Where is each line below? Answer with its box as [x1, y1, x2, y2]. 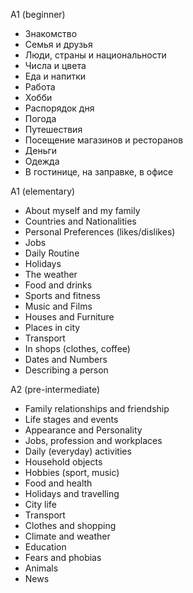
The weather [24, 269, 78, 280]
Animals [24, 562, 59, 574]
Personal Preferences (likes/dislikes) [24, 226, 176, 238]
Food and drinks [24, 279, 93, 291]
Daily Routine [24, 247, 80, 259]
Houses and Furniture [24, 311, 115, 323]
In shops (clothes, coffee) [24, 343, 131, 354]
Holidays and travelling [24, 488, 120, 499]
